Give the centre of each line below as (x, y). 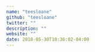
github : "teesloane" (32, 17)
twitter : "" (21, 23)
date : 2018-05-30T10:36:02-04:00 (48, 39)
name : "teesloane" (29, 12)
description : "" (26, 28)
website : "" (21, 34)
